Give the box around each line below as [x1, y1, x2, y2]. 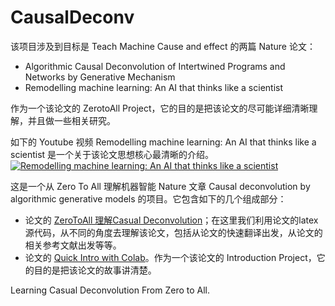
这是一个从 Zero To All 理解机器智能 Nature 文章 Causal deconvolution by [10, 180, 311, 192]
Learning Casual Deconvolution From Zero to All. [10, 284, 210, 296]
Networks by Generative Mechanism [24, 71, 176, 83]
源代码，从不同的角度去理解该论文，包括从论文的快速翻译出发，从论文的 [24, 226, 323, 238]
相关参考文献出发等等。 [24, 239, 122, 251]
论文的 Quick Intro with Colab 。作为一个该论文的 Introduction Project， [24, 251, 317, 263]
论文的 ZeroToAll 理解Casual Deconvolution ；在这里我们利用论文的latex [24, 214, 319, 226]
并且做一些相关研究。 [27, 114, 116, 126]
